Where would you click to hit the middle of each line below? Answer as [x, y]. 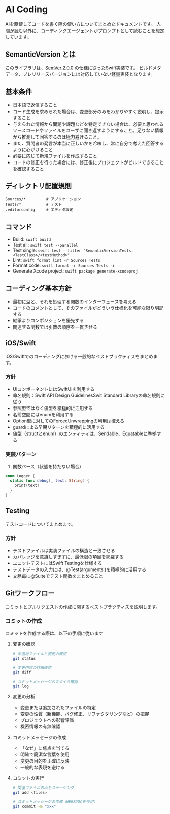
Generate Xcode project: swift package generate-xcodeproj [75, 271]
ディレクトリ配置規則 [39, 186]
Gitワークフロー [30, 594]
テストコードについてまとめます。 [41, 524]
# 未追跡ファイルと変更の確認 [40, 654]
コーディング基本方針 [39, 288]
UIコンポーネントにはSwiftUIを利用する [54, 389]
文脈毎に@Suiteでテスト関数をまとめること [58, 576]
